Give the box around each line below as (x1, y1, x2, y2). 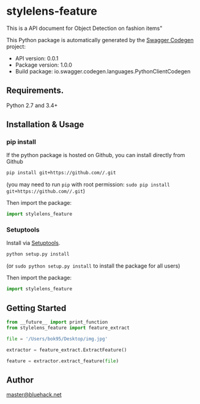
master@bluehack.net (6, 391, 62, 398)
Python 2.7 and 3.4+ (6, 101, 58, 109)
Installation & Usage (6, 119, 84, 130)
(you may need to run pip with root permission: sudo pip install (6, 181, 170, 188)
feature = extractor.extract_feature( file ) (6, 358, 119, 364)
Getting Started (6, 303, 67, 313)
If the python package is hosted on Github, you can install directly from (6, 152, 185, 159)
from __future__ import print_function (6, 319, 108, 325)
